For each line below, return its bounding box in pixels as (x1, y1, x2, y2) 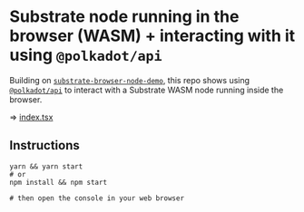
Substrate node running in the (9, 6, 240, 27)
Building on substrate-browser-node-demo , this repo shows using (9, 74, 250, 85)
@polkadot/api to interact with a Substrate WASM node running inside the (9, 84, 284, 95)
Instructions (9, 138, 80, 153)
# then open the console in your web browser (9, 193, 184, 203)
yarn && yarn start (9, 161, 83, 171)
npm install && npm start (9, 178, 107, 187)
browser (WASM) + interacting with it (9, 25, 296, 46)
